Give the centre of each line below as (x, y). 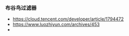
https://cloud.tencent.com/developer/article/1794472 (68, 19)
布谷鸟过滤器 (21, 7)
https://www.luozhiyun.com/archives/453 (56, 24)
